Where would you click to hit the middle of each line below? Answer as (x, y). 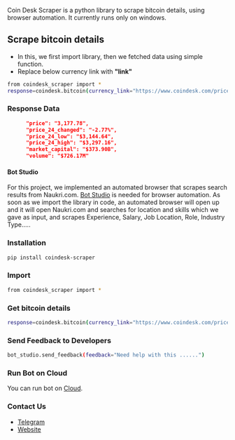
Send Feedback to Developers (59, 340)
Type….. (19, 225)
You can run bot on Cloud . (45, 388)
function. (30, 64)
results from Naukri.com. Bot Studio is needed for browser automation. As (114, 195)
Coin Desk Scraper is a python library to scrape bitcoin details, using (106, 10)
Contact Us (27, 406)
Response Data (34, 109)
